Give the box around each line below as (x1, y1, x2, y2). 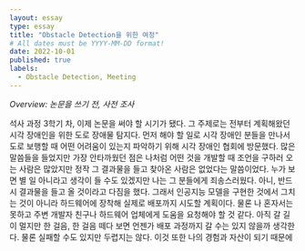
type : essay (9, 22, 55, 31)
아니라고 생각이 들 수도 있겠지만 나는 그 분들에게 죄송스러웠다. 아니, (37, 175, 276, 186)
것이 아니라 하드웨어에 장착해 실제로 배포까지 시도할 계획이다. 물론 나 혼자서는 (18, 197, 294, 208)
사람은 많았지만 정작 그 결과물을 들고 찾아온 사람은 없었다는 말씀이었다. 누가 (18, 163, 287, 174)
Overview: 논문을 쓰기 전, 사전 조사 (9, 98, 135, 109)
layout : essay (9, 13, 64, 23)
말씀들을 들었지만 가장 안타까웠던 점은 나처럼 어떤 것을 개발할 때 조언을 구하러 (9, 152, 284, 163)
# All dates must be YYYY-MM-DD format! (9, 38, 166, 48)
